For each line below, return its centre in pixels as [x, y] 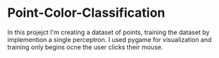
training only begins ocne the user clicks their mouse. [85, 47]
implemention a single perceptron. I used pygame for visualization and [109, 39]
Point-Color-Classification [87, 13]
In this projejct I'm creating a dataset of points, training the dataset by [108, 32]
